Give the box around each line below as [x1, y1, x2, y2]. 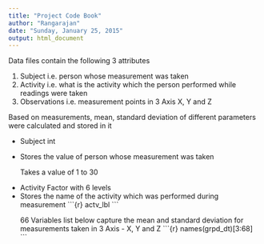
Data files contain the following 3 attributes [8, 56, 150, 66]
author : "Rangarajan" [8, 19, 81, 27]
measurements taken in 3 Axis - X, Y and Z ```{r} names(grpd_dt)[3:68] [19, 224, 254, 234]
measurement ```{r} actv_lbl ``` [19, 200, 119, 210]
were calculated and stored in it [8, 121, 112, 130]
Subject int [19, 137, 56, 146]
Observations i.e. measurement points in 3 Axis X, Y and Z [19, 97, 212, 106]
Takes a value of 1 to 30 [19, 167, 98, 177]
